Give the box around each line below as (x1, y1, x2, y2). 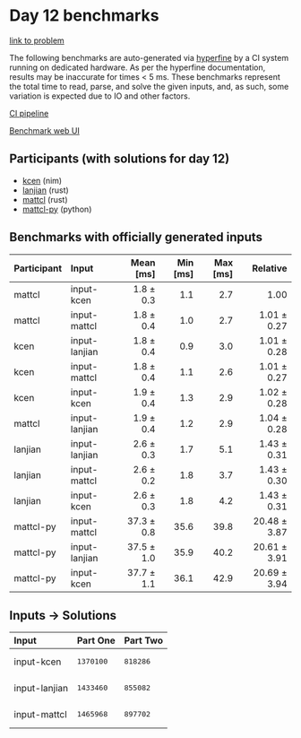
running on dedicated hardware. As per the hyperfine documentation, (9, 62, 266, 73)
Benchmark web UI (9, 125, 81, 135)
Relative (252, 262, 288, 274)
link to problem (9, 35, 64, 46)
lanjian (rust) (21, 185, 69, 195)
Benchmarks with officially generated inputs (9, 230, 262, 245)
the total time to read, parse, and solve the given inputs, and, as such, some (9, 81, 289, 91)
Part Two (124, 634, 164, 647)
